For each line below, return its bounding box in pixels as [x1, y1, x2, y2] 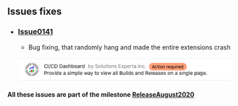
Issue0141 [17, 27, 53, 37]
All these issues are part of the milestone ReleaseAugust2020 [7, 90, 195, 98]
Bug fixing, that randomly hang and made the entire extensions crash [28, 42, 231, 52]
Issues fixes [7, 6, 62, 18]
